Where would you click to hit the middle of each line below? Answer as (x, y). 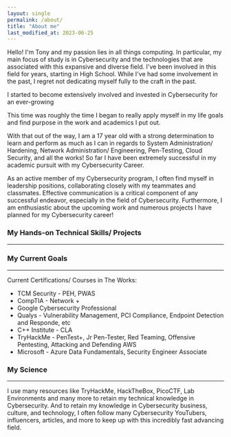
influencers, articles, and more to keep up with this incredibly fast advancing (115, 421)
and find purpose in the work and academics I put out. (84, 123)
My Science (27, 370)
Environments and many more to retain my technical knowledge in (101, 399)
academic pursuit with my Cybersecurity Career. (76, 165)
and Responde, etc (44, 322)
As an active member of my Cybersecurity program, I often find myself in (111, 179)
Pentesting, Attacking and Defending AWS (77, 344)
